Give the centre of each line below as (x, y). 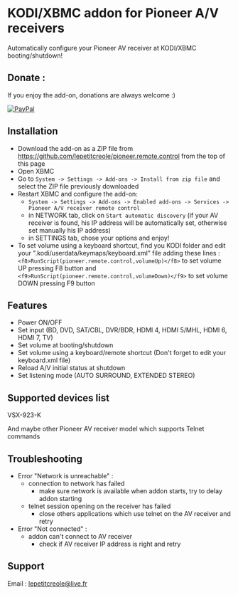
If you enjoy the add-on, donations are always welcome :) (92, 95)
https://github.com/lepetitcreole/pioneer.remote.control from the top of (121, 156)
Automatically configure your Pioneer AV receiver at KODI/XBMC (102, 48)
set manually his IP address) (70, 230)
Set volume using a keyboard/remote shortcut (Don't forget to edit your (122, 353)
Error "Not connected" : (52, 529)
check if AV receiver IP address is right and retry (110, 544)
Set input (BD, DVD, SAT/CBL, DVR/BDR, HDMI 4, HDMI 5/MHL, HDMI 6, (122, 330)
